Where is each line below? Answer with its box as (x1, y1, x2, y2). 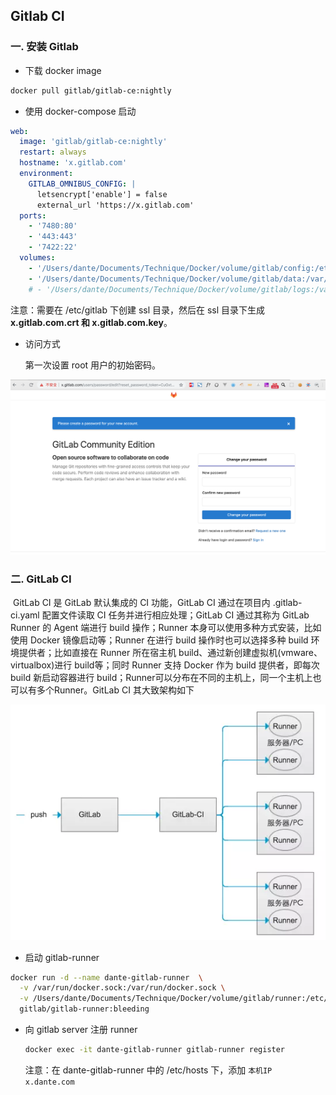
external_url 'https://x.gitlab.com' (36, 200, 195, 210)
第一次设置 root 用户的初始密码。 (24, 359, 162, 371)
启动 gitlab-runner (24, 951, 100, 963)
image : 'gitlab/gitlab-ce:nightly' (19, 137, 168, 147)
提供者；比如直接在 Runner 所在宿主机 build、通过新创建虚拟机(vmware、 (18, 646, 323, 658)
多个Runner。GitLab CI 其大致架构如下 (36, 684, 195, 696)
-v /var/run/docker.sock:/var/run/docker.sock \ (19, 983, 226, 993)
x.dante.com (24, 1077, 75, 1087)
